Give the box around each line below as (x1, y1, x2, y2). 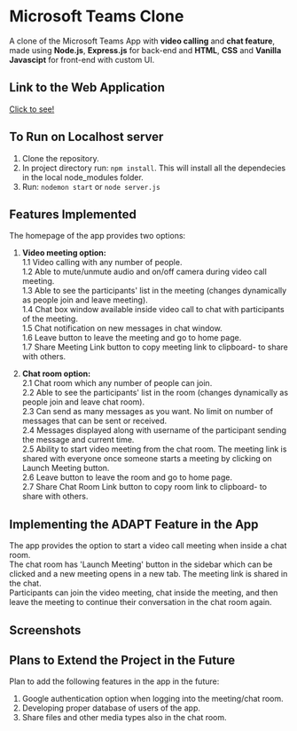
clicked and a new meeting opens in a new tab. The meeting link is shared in (9, 569, 288, 579)
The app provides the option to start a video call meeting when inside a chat (9, 540, 287, 551)
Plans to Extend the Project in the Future (9, 652, 236, 667)
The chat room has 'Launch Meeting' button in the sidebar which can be (9, 559, 273, 570)
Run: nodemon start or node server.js (21, 181, 161, 192)
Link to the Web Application (9, 80, 166, 95)
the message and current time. (21, 435, 135, 445)
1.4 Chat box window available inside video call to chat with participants (21, 304, 285, 315)
